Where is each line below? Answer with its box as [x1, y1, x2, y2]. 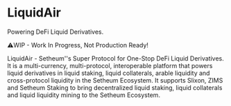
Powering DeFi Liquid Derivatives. [7, 28, 104, 36]
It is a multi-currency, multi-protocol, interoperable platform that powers [7, 61, 213, 70]
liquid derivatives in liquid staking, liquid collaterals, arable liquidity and [7, 69, 210, 77]
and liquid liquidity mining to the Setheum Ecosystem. [7, 91, 161, 99]
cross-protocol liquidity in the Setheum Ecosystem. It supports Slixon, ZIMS [7, 76, 223, 84]
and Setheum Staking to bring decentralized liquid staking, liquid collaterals [7, 83, 223, 92]
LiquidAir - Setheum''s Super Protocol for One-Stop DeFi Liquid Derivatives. [7, 54, 224, 63]
